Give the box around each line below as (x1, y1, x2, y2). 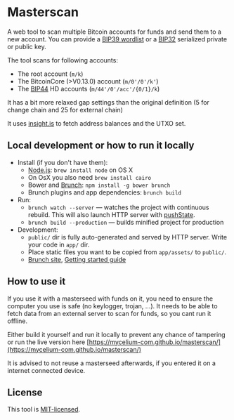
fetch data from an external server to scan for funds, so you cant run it (7, 309, 212, 317)
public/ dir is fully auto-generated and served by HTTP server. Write (27, 232, 227, 241)
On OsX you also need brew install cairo (27, 173, 152, 181)
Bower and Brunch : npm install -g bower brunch (27, 181, 171, 189)
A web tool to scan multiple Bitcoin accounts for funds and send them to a (7, 27, 221, 36)
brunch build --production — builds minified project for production (27, 218, 224, 226)
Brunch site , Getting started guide (27, 255, 126, 263)
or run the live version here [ (7, 338, 89, 346)
